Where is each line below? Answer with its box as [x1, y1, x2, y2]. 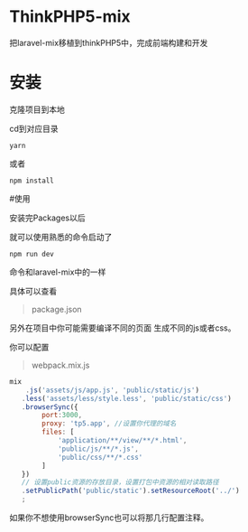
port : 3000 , [41, 411, 83, 420]
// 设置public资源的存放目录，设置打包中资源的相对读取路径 [21, 478, 219, 487]
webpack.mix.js [31, 359, 90, 370]
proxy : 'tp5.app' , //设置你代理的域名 [41, 419, 177, 428]
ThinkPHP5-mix [9, 6, 131, 27]
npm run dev [9, 249, 54, 258]
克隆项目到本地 [9, 104, 65, 115]
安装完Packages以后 [9, 212, 86, 223]
